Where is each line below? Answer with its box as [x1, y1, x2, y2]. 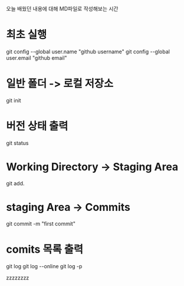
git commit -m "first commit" [6, 220, 75, 227]
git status [6, 139, 29, 146]
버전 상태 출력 [6, 120, 68, 133]
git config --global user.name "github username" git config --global [6, 48, 170, 55]
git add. [6, 179, 25, 187]
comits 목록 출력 [6, 242, 84, 256]
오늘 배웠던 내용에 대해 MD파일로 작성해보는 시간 [6, 5, 119, 12]
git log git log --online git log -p [6, 262, 83, 269]
